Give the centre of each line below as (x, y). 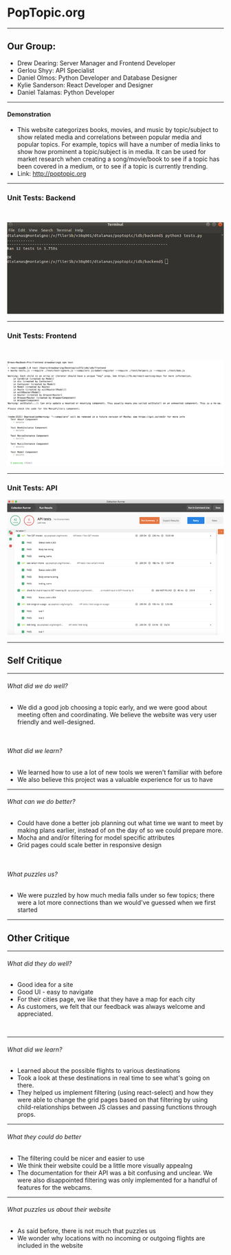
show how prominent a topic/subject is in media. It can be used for (111, 151)
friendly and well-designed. (56, 722)
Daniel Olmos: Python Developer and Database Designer (97, 78)
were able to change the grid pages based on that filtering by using (112, 1100)
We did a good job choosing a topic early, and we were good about (112, 707)
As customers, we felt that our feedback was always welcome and (111, 1007)
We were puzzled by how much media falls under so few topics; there (116, 895)
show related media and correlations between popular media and (109, 137)
